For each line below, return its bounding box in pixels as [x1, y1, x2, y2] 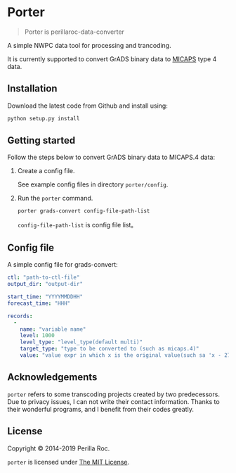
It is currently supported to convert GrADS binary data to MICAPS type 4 [7, 54, 217, 63]
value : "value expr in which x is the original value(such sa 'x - [20, 352, 221, 359]
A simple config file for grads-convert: [7, 260, 118, 269]
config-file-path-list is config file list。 [17, 221, 138, 229]
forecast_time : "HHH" [7, 300, 71, 307]
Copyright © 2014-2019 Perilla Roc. [7, 444, 110, 453]
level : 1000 [20, 332, 55, 339]
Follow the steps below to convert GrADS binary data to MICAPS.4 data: [7, 153, 216, 162]
